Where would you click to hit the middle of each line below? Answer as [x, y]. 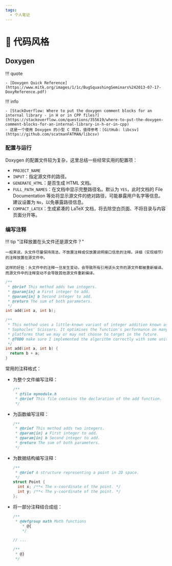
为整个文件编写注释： [35, 380]
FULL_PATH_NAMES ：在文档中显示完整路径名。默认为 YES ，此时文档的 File [88, 189]
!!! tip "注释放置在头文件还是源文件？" [45, 242]
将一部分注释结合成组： [37, 506]
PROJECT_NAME [27, 171]
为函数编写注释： [31, 414]
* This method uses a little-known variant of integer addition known [84, 325]
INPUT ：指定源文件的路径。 [41, 176]
